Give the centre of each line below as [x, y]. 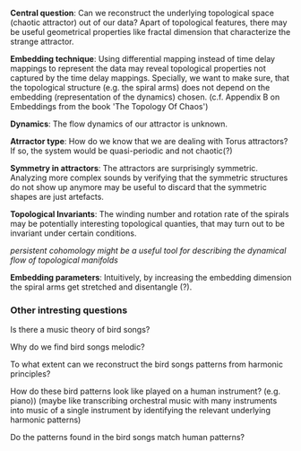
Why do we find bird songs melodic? [78, 347]
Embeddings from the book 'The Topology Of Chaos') [109, 106]
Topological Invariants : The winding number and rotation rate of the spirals [150, 214]
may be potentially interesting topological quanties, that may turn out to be [147, 224]
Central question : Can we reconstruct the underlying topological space [142, 13]
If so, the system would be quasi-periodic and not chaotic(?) [121, 151]
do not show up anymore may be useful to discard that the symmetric [138, 187]
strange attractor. [42, 41]
